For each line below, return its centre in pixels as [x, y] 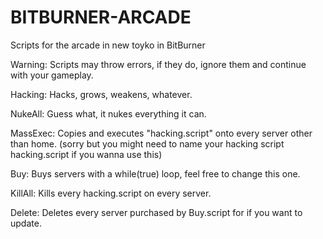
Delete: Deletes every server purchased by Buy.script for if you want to [156, 212]
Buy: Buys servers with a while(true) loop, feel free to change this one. [155, 173]
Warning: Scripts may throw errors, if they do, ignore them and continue [158, 64]
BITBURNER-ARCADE [101, 17]
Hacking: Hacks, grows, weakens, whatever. [101, 94]
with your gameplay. [52, 75]
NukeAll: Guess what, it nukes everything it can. [108, 113]
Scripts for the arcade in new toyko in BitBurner [108, 45]
